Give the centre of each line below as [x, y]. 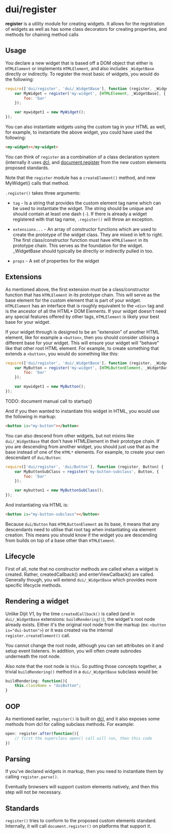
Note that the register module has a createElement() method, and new [81, 177]
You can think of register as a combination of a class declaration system [82, 157]
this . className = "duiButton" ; [48, 686]
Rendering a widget [37, 601]
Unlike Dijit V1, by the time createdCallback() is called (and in [70, 614]
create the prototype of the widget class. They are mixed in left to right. [88, 235]
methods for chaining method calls [42, 34]
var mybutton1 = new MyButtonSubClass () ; [59, 490]
